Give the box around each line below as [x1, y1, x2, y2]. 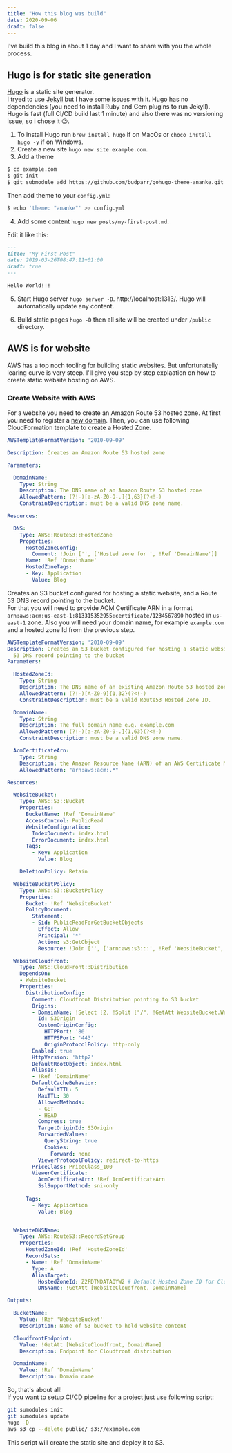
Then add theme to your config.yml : [7, 191, 110, 199]
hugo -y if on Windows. [17, 138, 84, 146]
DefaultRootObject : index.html [32, 1060, 122, 1067]
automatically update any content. [17, 302, 115, 310]
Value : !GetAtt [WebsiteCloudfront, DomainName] [19, 1341, 162, 1349]
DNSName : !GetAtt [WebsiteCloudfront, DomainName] [37, 1284, 187, 1292]
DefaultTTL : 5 [37, 1086, 79, 1093]
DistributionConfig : [25, 990, 85, 997]
